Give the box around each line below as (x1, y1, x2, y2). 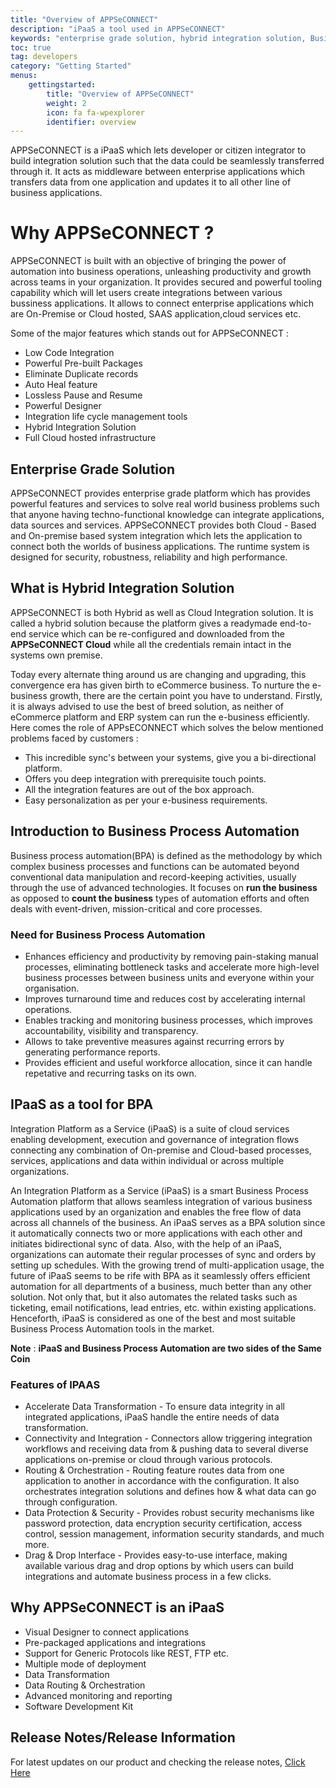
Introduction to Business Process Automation (10, 823, 300, 840)
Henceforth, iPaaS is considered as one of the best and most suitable (10, 1312, 297, 1324)
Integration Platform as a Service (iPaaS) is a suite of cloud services (10, 1122, 290, 1135)
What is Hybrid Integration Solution (10, 580, 235, 597)
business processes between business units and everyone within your (24, 971, 315, 983)
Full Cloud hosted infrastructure (24, 432, 157, 444)
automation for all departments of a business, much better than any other (10, 1280, 312, 1292)
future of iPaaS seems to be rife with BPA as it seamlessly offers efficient (10, 1269, 311, 1281)
